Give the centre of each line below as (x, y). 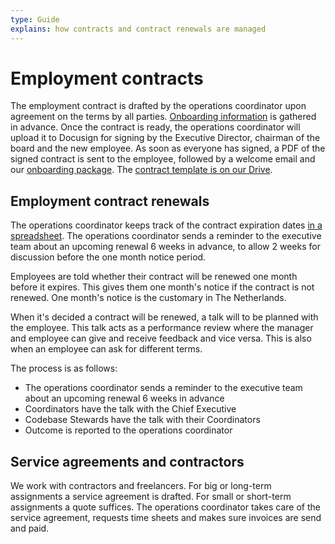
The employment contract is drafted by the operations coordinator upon (158, 106)
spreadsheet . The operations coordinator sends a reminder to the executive (166, 236)
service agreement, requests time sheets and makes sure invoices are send (166, 518)
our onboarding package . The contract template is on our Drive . (141, 170)
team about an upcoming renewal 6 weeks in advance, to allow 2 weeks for (165, 247)
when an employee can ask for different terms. (106, 349)
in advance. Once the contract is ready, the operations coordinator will (155, 127)
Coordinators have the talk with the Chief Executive (130, 409)
